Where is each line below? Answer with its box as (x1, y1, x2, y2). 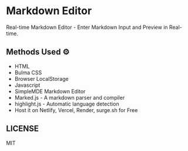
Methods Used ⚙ (6, 47, 70, 57)
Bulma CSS (14, 69, 42, 76)
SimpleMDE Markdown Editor (14, 87, 86, 95)
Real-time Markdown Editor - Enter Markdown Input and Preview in (6, 24, 169, 31)
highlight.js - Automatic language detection (14, 100, 119, 107)
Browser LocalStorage (14, 75, 69, 82)
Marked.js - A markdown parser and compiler (14, 94, 125, 101)
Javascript (14, 81, 41, 88)
